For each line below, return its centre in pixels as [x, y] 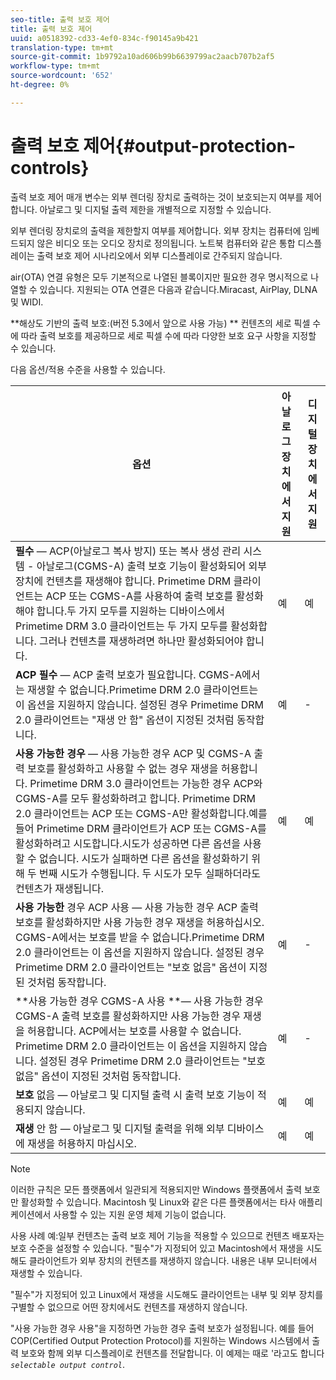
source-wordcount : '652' [62, 76]
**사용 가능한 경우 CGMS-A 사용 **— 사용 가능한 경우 [139, 1001]
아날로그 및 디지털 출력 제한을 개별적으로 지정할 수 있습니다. [155, 209]
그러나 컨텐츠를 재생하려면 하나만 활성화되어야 [141, 641]
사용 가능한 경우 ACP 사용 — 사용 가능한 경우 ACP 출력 [137, 907]
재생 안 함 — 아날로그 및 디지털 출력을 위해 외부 [120, 1128]
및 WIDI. [27, 302]
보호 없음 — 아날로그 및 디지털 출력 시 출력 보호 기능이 [135, 1094]
